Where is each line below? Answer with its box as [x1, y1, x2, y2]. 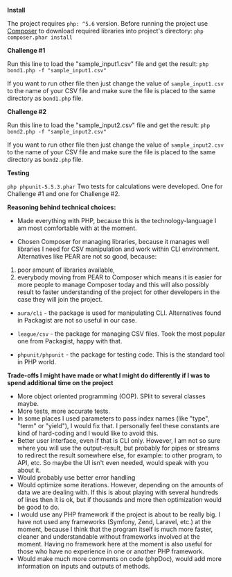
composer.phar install [7, 34, 73, 41]
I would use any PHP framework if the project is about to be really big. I [17, 510, 220, 519]
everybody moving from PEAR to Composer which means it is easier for [17, 273, 222, 281]
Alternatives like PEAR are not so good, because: [17, 252, 157, 260]
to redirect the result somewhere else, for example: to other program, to [17, 451, 222, 460]
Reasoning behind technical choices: [7, 203, 116, 211]
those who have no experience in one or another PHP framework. [17, 547, 204, 555]
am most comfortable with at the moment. [17, 224, 137, 232]
